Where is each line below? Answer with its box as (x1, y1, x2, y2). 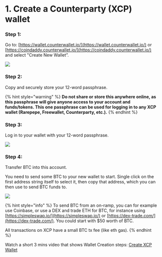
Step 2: (5, 74, 23, 80)
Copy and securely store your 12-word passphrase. (5, 84, 108, 90)
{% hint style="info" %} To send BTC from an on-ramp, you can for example (5, 202, 157, 209)
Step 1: (5, 31, 21, 38)
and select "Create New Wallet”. (5, 52, 69, 58)
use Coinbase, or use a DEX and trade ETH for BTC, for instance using (5, 208, 146, 213)
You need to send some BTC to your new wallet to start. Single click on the (5, 174, 154, 180)
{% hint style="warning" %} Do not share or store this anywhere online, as (5, 93, 156, 100)
